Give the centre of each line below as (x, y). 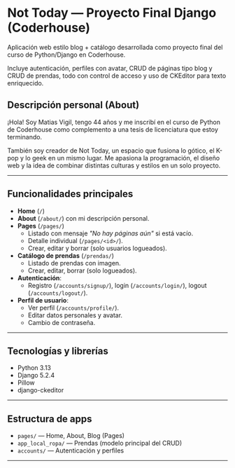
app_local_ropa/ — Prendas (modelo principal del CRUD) (100, 443)
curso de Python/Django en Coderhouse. (66, 55)
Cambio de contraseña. (62, 322)
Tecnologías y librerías (58, 351)
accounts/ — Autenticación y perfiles (71, 450)
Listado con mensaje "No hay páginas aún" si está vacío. (111, 233)
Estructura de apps (50, 419)
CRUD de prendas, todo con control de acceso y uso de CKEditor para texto (117, 76)
